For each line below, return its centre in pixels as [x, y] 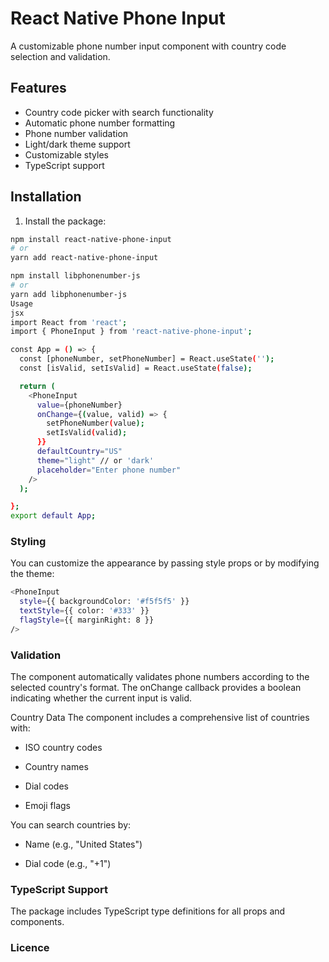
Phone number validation [76, 133]
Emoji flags [47, 806]
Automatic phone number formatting [100, 123]
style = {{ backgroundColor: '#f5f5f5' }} [104, 602]
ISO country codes [63, 748]
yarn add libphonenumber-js [69, 294]
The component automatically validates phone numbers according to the [160, 677]
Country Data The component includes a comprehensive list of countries [160, 718]
